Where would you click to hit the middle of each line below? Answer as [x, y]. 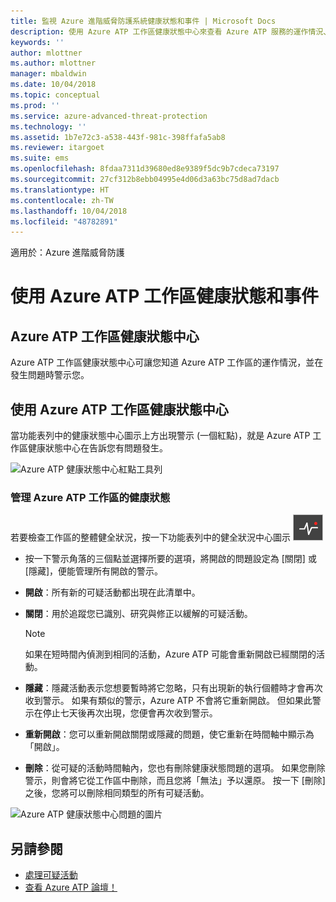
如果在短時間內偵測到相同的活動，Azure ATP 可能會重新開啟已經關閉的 [170, 654]
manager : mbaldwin [48, 74]
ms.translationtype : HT [60, 190]
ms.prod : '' [35, 105]
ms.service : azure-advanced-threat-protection [109, 116]
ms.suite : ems [40, 158]
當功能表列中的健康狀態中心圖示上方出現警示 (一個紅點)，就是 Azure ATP [160, 436]
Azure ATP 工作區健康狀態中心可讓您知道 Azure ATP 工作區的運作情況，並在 [167, 362]
